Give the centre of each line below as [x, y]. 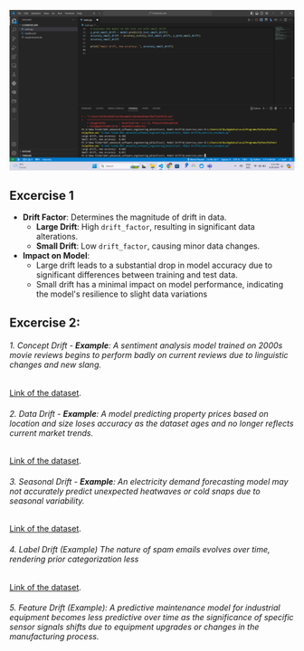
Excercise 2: [45, 322]
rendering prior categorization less [74, 559]
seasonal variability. [47, 500]
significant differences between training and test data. [137, 275]
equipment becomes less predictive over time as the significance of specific [152, 618]
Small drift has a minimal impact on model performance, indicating [159, 285]
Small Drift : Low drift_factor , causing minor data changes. [148, 246]
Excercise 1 [42, 195]
